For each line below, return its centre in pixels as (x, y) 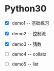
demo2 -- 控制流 (29, 34)
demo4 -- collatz (29, 54)
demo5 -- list (25, 64)
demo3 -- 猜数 (27, 44)
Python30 (26, 9)
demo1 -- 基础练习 (30, 23)
